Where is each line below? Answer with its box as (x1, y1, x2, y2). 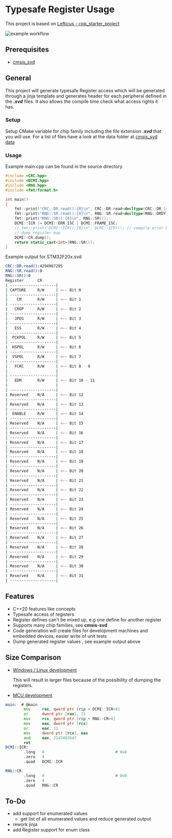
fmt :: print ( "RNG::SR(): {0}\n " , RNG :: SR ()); (14, 216, 109, 221)
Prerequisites (5, 45, 49, 54)
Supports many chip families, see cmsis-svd (12, 622, 107, 628)
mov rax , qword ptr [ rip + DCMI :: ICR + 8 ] (24, 707, 120, 712)
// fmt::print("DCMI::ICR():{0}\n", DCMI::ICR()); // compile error (14, 225, 164, 231)
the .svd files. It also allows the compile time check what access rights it (5, 98, 158, 104)
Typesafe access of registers (12, 611, 74, 617)
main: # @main (5, 702, 38, 707)
